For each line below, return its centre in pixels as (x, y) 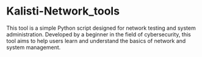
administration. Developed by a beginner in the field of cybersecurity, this (99, 34)
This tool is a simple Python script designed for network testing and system (101, 28)
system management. (34, 47)
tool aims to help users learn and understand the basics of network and (96, 41)
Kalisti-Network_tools (63, 11)
